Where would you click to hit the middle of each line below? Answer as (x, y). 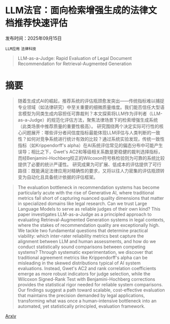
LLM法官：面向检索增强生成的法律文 (81, 10)
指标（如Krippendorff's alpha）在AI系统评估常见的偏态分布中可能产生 (90, 145)
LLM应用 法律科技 (21, 49)
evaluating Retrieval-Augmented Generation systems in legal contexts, (91, 220)
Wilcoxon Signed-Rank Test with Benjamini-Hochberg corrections (87, 279)
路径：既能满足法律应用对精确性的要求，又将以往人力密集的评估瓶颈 (89, 170)
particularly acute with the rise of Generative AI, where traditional (86, 193)
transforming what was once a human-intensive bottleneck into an (87, 301)
